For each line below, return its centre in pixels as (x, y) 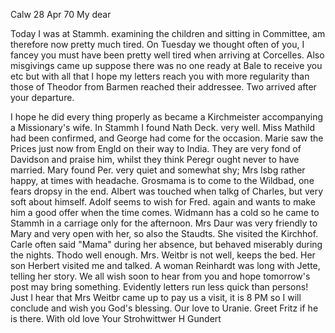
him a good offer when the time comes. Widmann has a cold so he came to (165, 212)
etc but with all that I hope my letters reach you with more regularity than (160, 76)
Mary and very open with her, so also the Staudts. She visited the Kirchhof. (164, 233)
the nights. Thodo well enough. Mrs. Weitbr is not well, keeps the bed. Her (163, 255)
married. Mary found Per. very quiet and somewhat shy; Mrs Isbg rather (158, 170)
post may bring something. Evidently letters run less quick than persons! (159, 287)
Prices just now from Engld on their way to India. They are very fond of (156, 148)
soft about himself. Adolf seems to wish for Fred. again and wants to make (163, 202)
